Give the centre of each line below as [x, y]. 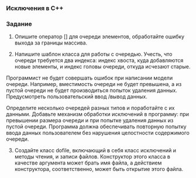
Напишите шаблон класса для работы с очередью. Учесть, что [93, 54]
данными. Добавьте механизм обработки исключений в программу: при [97, 114]
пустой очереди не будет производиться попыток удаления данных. [92, 90]
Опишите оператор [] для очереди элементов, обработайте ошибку [99, 37]
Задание [19, 23]
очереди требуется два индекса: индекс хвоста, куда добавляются [99, 60]
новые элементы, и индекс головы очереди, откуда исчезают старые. [102, 67]
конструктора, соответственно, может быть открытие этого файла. [99, 169]
